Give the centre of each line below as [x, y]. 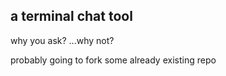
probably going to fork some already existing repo [113, 60]
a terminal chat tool [71, 16]
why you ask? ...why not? [62, 40]
